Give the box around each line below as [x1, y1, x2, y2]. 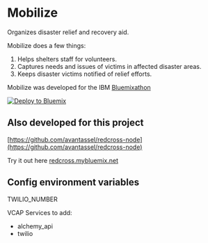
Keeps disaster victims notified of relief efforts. [17, 70, 152, 78]
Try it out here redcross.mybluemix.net [7, 156, 118, 164]
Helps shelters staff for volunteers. [17, 54, 117, 63]
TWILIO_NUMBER [7, 195, 58, 203]
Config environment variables [7, 176, 140, 189]
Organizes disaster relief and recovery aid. [7, 28, 129, 36]
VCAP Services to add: [7, 208, 72, 217]
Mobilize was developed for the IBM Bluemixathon [7, 83, 151, 91]
